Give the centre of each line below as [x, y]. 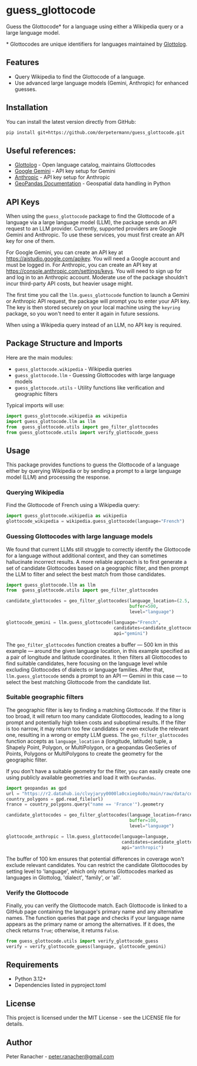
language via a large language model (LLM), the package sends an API [91, 222]
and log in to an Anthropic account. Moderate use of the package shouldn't [97, 278]
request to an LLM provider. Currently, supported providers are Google [91, 229]
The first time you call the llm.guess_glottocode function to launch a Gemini [98, 295]
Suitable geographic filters [45, 697]
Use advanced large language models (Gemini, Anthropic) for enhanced [101, 83]
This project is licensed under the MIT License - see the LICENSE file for [93, 1018]
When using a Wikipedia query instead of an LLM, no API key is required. [94, 325]
